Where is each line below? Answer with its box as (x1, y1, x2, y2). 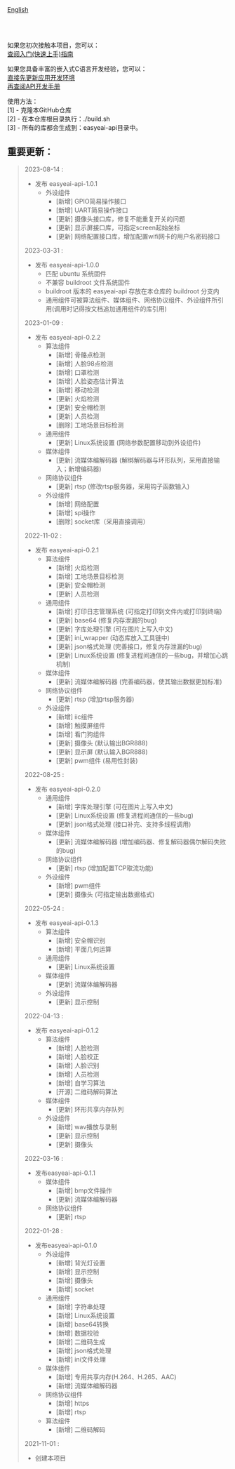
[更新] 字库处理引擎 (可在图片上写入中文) (55, 625, 173, 633)
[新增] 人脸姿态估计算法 (55, 377, 124, 385)
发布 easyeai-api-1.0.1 (34, 179, 98, 187)
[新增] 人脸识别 (55, 1061, 100, 1070)
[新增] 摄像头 (55, 1276, 93, 1284)
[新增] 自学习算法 (55, 1079, 106, 1087)
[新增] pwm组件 (55, 881, 102, 889)
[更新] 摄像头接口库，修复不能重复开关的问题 (55, 214, 186, 222)
